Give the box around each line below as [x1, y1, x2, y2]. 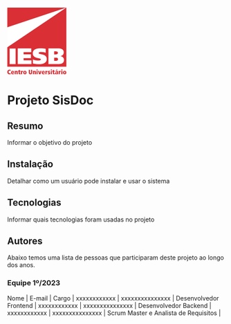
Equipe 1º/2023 [7, 278, 61, 288]
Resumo [7, 120, 44, 132]
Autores [7, 235, 43, 247]
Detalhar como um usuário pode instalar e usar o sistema [7, 177, 170, 185]
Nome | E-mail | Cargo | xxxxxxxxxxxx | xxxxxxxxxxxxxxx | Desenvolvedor [7, 294, 219, 302]
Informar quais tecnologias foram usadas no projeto [7, 215, 155, 224]
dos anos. [7, 261, 36, 269]
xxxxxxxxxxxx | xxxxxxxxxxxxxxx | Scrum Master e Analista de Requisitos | [7, 309, 221, 317]
